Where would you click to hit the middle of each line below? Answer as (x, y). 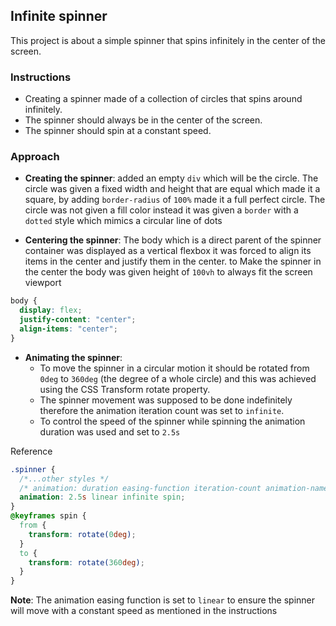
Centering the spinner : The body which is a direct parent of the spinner (173, 240)
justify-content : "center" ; (78, 320)
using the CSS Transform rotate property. (125, 389)
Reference (31, 451)
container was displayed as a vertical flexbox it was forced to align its (168, 251)
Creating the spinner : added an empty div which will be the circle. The (171, 178)
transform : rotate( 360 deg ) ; (86, 562)
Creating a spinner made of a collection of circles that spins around (163, 99)
